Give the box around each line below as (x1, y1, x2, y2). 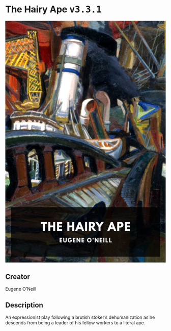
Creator (5, 272, 31, 281)
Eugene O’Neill (5, 286, 37, 292)
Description (5, 300, 43, 310)
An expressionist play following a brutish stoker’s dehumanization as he (5, 314, 155, 320)
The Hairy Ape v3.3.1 (5, 4, 102, 15)
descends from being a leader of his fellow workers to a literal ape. (5, 320, 146, 326)
